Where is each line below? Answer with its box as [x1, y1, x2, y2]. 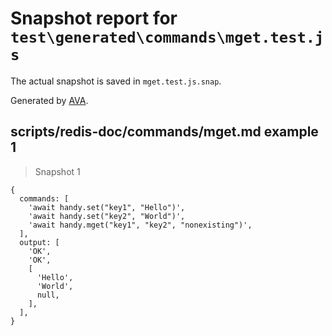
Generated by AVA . [10, 94, 89, 106]
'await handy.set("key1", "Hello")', [28, 202, 186, 212]
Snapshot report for [10, 7, 178, 30]
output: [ [19, 237, 60, 247]
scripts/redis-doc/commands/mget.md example [10, 123, 319, 141]
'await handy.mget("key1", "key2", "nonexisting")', [28, 220, 253, 230]
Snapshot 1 [34, 165, 81, 177]
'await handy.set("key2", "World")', [28, 211, 186, 221]
